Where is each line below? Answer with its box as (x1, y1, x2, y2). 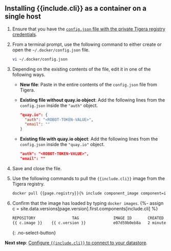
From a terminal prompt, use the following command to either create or (12, 41, 162, 47)
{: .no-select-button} (12, 229, 56, 236)
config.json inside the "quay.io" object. (19, 141, 105, 148)
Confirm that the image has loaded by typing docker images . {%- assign (12, 200, 164, 206)
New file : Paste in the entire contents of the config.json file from (19, 81, 157, 87)
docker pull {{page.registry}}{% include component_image (12, 190, 139, 196)
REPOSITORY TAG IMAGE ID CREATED (12, 216, 164, 221)
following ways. (12, 71, 46, 78)
